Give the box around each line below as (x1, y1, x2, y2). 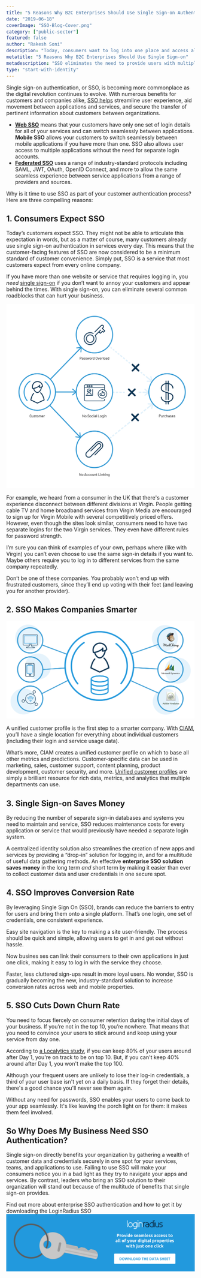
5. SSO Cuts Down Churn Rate (6, 1000, 120, 1011)
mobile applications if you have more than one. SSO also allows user (14, 140, 184, 147)
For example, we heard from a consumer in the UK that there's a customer (6, 494, 189, 501)
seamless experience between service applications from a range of (14, 172, 181, 179)
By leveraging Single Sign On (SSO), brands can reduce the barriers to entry (6, 903, 194, 911)
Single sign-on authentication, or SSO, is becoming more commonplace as (6, 84, 190, 91)
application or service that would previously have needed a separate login (6, 827, 188, 834)
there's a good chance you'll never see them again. (6, 1084, 133, 1091)
